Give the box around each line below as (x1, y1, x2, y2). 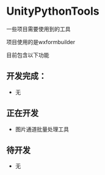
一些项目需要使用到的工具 (6, 25, 71, 32)
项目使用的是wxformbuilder (6, 38, 75, 45)
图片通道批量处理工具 (15, 125, 69, 133)
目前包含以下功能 (6, 51, 49, 59)
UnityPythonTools (6, 4, 100, 18)
